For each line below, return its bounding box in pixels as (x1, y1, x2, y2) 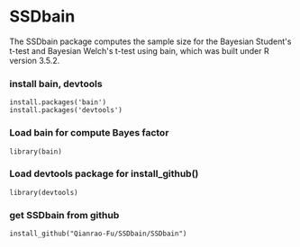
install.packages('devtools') (9, 106, 123, 115)
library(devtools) (9, 188, 78, 197)
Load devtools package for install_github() (9, 168, 199, 181)
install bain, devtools (9, 77, 103, 90)
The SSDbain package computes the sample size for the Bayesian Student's (9, 36, 292, 47)
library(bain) (9, 146, 63, 156)
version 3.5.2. (9, 55, 60, 66)
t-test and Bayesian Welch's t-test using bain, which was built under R (9, 45, 269, 56)
